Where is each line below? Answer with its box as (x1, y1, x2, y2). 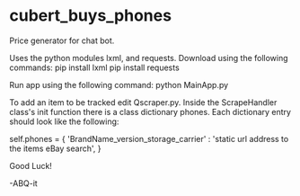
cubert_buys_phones (9, 5, 172, 26)
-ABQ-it (9, 177, 38, 189)
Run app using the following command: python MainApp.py (9, 79, 229, 90)
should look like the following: (9, 116, 119, 127)
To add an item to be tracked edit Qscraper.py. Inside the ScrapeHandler (9, 96, 278, 108)
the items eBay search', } (9, 143, 101, 154)
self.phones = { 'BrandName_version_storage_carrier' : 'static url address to (9, 133, 289, 144)
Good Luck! (9, 160, 52, 171)
